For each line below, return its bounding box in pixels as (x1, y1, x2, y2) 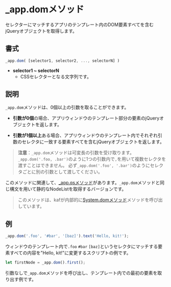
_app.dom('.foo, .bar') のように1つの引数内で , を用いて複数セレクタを (17, 156, 166, 162)
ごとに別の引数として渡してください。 (22, 169, 103, 175)
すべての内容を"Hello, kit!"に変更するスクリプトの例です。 (9, 250, 131, 256)
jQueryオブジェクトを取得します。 (5, 28, 78, 34)
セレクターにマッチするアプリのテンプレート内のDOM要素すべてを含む (5, 21, 154, 28)
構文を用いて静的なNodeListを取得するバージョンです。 (9, 186, 127, 192)
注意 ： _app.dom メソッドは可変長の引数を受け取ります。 (17, 150, 134, 156)
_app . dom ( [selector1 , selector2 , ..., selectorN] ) (5, 58, 120, 63)
